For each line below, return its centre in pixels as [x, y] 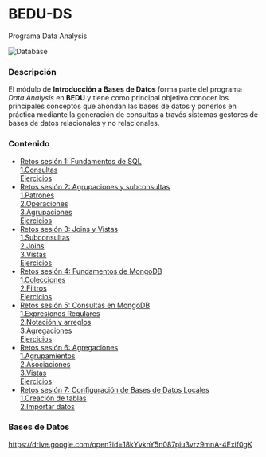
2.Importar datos [47, 406]
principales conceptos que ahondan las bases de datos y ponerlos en [122, 106]
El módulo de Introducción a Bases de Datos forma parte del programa [125, 89]
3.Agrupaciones [46, 212]
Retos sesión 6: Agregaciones [69, 347]
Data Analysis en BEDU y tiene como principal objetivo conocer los [119, 98]
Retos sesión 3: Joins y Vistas [69, 228]
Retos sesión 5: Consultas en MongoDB [85, 305]
